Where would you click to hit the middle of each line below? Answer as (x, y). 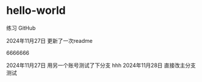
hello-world (36, 11)
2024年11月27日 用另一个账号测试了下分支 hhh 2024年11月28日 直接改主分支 (101, 65)
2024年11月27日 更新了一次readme (49, 40)
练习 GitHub (21, 28)
